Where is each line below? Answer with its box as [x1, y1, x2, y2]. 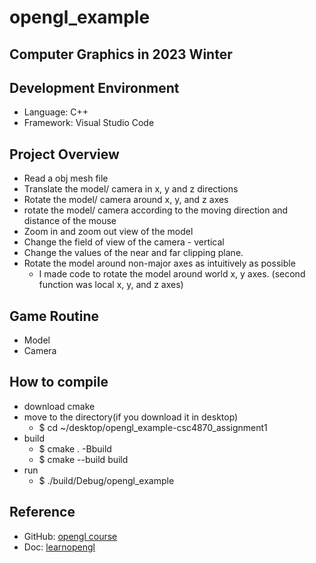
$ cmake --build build [38, 453, 129, 465]
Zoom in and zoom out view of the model [23, 226, 194, 238]
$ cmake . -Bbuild [38, 442, 112, 455]
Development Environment [9, 79, 180, 96]
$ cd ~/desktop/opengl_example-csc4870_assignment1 [38, 421, 268, 433]
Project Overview [9, 146, 120, 163]
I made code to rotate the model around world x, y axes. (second [38, 268, 306, 280]
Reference [9, 504, 76, 521]
